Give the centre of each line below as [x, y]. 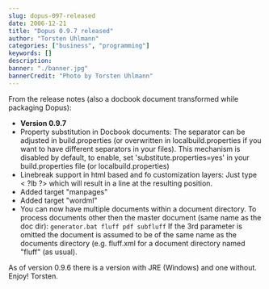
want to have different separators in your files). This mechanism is [130, 149]
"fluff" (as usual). [49, 252]
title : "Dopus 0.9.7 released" [61, 31]
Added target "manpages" [64, 191]
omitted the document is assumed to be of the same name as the [128, 234]
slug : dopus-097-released [52, 16]
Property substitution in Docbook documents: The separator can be [132, 132]
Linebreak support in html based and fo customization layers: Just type [138, 174]
